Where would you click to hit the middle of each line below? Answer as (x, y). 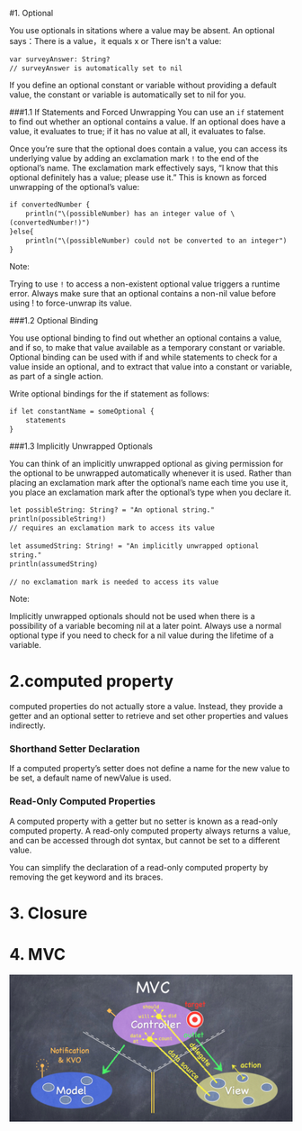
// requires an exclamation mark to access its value (112, 528)
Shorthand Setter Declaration (75, 749)
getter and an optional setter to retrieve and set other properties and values (149, 716)
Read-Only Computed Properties (82, 801)
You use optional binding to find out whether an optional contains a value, (146, 338)
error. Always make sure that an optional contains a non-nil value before (143, 293)
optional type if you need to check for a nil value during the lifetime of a (142, 635)
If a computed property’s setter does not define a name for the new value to (150, 769)
